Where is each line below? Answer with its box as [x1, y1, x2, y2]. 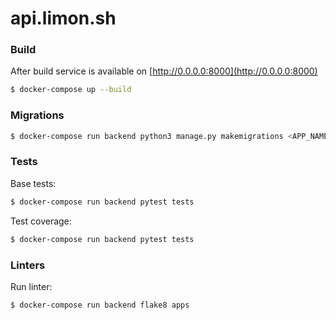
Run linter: [10, 280, 53, 292]
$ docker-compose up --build [10, 85, 132, 95]
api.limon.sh [10, 7, 117, 30]
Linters [10, 258, 46, 272]
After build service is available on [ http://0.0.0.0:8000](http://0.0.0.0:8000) [10, 65, 318, 77]
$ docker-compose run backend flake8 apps [10, 300, 190, 310]
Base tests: [10, 177, 57, 189]
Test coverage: [10, 215, 72, 227]
